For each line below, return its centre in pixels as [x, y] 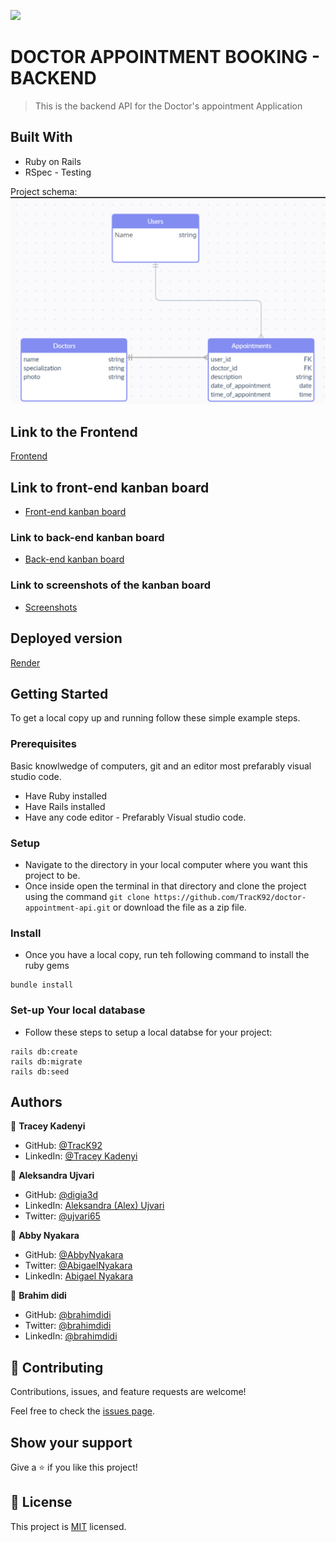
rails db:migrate [46, 1061]
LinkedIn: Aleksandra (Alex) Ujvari [94, 1206]
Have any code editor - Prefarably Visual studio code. [135, 817]
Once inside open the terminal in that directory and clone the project [165, 886]
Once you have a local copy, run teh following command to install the [167, 955]
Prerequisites [43, 744]
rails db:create [44, 1051]
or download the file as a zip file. [179, 907]
